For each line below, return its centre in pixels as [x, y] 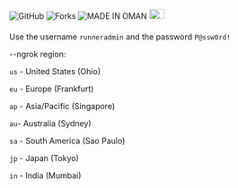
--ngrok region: [38, 54]
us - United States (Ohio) [55, 71]
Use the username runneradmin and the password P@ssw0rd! [120, 37]
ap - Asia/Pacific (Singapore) [62, 106]
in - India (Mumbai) [45, 175]
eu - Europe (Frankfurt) [52, 89]
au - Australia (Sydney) [50, 123]
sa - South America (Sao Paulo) [67, 141]
